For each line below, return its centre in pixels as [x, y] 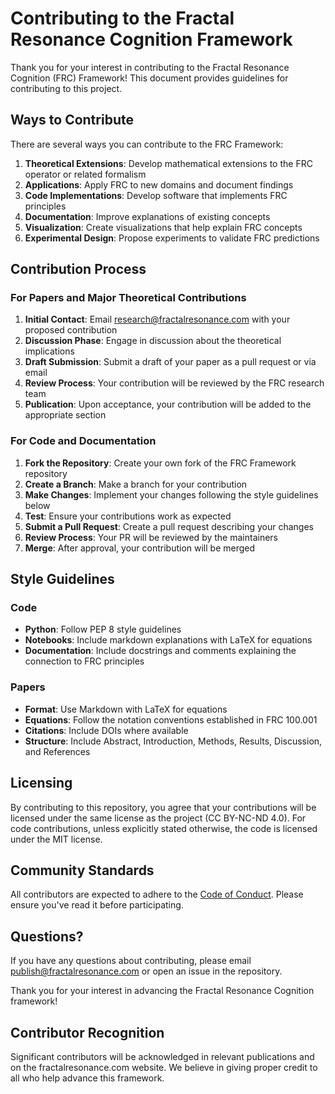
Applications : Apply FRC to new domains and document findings [159, 184]
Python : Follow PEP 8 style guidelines [103, 629]
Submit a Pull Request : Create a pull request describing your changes [169, 526]
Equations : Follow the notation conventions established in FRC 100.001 [171, 719]
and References [57, 751]
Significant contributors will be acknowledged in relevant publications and [162, 1056]
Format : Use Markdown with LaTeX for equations [126, 709]
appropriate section [65, 415]
